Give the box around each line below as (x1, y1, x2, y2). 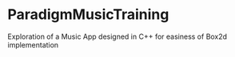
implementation (7, 40, 59, 49)
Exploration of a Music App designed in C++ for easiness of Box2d (7, 32, 228, 41)
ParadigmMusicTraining (7, 6, 169, 24)
